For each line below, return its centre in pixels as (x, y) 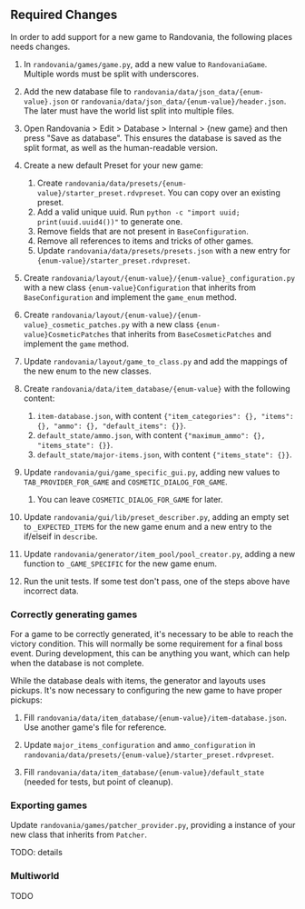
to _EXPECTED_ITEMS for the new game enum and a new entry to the (148, 526)
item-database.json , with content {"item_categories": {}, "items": (165, 415)
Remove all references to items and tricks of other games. (145, 241)
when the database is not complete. (77, 664)
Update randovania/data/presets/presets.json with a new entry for (163, 250)
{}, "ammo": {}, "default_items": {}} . (112, 425)
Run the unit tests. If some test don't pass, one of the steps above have (157, 581)
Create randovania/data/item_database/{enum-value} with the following (157, 388)
